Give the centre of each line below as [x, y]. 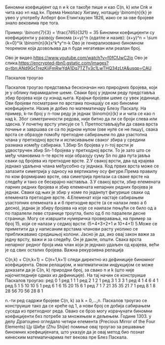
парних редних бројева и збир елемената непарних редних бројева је [79, 187]
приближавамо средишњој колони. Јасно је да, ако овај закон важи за [80, 234]
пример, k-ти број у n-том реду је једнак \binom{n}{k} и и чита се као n [80, 114]
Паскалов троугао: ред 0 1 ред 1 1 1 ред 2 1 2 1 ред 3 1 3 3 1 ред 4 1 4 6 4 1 [82, 280]
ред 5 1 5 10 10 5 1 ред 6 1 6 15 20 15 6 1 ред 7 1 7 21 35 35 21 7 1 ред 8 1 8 [81, 286]
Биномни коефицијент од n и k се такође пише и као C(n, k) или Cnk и [79, 7]
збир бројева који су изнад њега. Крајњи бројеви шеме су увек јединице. [83, 98]
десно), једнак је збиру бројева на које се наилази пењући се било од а [81, 208]
